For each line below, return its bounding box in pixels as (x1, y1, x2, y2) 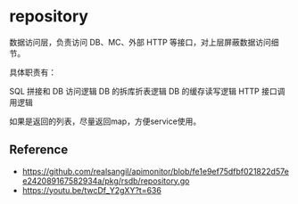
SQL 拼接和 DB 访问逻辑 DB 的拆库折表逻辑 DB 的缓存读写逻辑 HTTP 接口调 (9, 86, 286, 96)
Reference (9, 143, 69, 158)
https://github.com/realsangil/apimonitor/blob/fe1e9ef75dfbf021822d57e (21, 166, 290, 176)
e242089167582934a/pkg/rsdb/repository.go (21, 175, 190, 186)
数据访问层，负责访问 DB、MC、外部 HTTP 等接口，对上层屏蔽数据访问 (9, 37, 272, 47)
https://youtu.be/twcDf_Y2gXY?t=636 (21, 184, 162, 195)
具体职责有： (9, 67, 56, 78)
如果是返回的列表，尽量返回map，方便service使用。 (9, 116, 202, 126)
